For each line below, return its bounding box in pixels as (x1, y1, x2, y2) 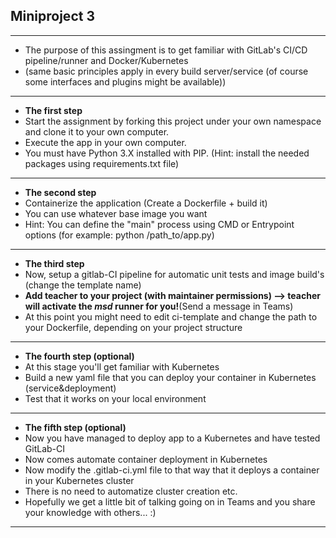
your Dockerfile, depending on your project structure (24, 321, 243, 333)
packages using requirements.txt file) (24, 157, 180, 169)
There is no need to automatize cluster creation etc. (24, 485, 238, 497)
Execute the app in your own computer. (24, 136, 187, 148)
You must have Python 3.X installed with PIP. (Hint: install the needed (24, 147, 310, 159)
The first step (24, 104, 83, 116)
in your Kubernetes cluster (24, 474, 135, 486)
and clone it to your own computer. (24, 125, 170, 138)
